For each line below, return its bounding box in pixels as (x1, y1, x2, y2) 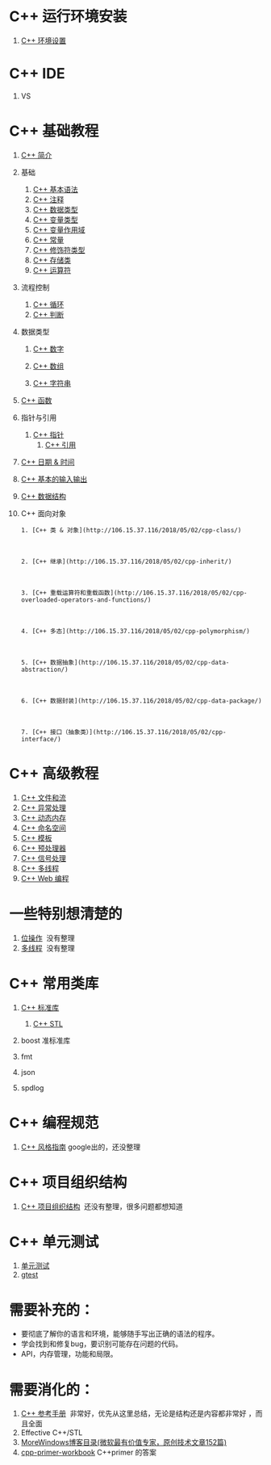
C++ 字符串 (32, 378, 72, 388)
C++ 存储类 (32, 255, 72, 265)
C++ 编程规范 (9, 1114, 99, 1131)
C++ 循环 (32, 300, 65, 309)
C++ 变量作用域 (32, 225, 85, 234)
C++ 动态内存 (20, 812, 67, 822)
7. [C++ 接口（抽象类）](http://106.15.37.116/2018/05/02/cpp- (20, 728, 227, 736)
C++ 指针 (32, 430, 65, 439)
